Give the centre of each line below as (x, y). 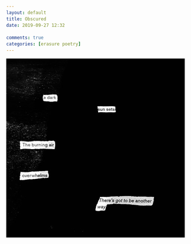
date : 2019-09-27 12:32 (36, 25)
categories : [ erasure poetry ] (44, 44)
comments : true (25, 38)
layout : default (26, 13)
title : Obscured (26, 19)
